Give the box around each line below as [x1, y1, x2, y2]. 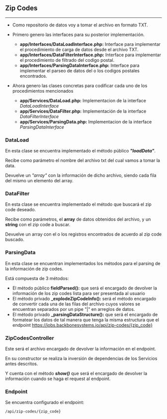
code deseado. [5, 207, 36, 213]
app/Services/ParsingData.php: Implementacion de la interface [19, 119, 152, 125]
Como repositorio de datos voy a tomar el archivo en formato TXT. [12, 22, 148, 28]
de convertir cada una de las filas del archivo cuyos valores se [12, 301, 141, 307]
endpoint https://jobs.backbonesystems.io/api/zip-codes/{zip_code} [12, 322, 153, 328]
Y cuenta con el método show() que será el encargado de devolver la [5, 371, 148, 376]
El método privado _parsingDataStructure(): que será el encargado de [12, 311, 158, 317]
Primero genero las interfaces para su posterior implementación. [12, 31, 145, 37]
